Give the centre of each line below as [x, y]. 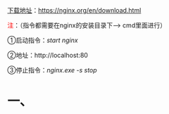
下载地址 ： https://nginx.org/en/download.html [74, 10]
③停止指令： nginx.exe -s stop [52, 70]
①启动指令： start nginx [43, 40]
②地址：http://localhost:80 [48, 55]
